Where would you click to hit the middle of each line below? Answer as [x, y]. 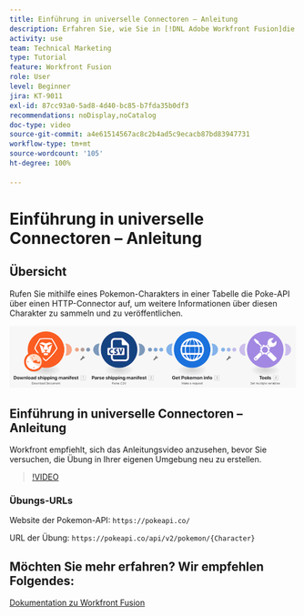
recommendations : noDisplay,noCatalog [83, 115]
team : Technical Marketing [61, 48]
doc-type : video [40, 125]
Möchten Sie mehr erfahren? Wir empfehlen [137, 566]
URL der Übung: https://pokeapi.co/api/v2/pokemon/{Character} [132, 538]
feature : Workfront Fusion [61, 67]
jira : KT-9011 [36, 96]
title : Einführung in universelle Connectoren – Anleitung [124, 19]
